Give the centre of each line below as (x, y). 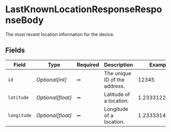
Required (88, 65)
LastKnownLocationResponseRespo (84, 9)
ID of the (114, 80)
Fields (15, 50)
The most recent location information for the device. (60, 34)
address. (115, 86)
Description (119, 65)
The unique (118, 73)
